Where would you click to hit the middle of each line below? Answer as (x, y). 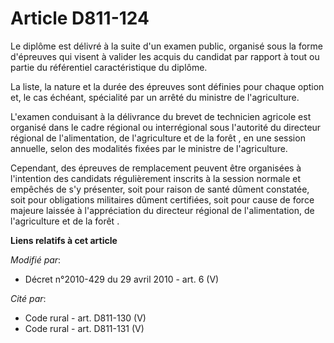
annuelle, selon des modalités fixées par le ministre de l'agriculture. (149, 148)
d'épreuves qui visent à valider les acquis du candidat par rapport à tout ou (165, 56)
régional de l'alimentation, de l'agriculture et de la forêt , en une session (158, 138)
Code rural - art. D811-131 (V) (84, 328)
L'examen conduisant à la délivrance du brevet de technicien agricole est (161, 116)
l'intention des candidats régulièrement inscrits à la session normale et (156, 178)
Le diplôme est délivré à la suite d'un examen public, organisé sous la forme (166, 46)
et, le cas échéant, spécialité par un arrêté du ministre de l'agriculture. (155, 97)
